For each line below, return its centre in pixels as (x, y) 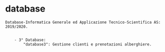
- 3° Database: (30, 40)
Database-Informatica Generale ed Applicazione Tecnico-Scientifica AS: (83, 22)
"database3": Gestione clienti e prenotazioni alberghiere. (88, 44)
